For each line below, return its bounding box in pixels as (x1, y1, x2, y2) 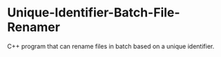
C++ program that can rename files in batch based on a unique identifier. (7, 42, 215, 50)
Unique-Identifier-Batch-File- (7, 5, 181, 21)
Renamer (7, 19, 61, 35)
